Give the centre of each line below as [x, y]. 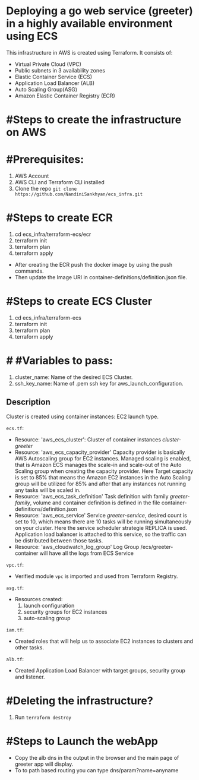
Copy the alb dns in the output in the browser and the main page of [97, 757]
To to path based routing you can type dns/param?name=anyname [97, 770]
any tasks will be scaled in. [48, 490]
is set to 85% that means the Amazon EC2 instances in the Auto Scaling [103, 477]
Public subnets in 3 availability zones [60, 70]
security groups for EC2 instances [65, 612]
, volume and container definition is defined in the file [95, 503]
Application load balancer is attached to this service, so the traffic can [100, 534]
